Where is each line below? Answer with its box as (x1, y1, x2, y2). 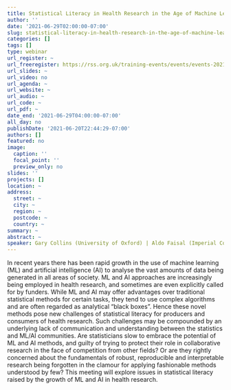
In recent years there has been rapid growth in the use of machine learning (7, 259, 219, 267)
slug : (7, 29, 23, 36)
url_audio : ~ (7, 93, 45, 100)
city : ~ (13, 202, 36, 209)
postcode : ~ (13, 214, 48, 221)
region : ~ (13, 208, 41, 215)
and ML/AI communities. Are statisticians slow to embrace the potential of (7, 332, 217, 340)
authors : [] (7, 131, 41, 138)
